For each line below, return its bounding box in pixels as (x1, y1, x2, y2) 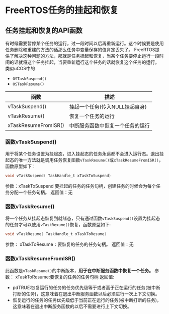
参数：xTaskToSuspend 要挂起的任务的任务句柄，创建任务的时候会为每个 (5, 183, 156, 189)
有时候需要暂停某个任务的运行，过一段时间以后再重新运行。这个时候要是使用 (5, 41, 164, 46)
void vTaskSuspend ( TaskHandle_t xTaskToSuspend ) (5, 174, 112, 179)
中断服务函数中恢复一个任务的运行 (69, 122, 150, 129)
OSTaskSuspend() (12, 76, 47, 81)
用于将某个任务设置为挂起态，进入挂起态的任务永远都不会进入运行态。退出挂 (5, 151, 164, 157)
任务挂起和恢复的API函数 (5, 26, 83, 35)
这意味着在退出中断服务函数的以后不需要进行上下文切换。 (12, 303, 132, 309)
